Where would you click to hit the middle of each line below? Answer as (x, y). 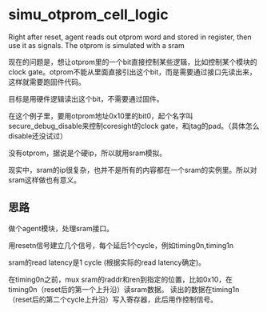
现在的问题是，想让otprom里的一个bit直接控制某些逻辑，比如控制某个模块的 (133, 62)
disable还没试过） (38, 136)
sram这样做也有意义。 (45, 180)
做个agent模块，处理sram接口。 (61, 228)
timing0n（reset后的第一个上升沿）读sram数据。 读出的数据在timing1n (124, 289)
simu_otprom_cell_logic (89, 15)
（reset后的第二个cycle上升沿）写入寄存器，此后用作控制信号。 (113, 299)
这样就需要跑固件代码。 (47, 82)
